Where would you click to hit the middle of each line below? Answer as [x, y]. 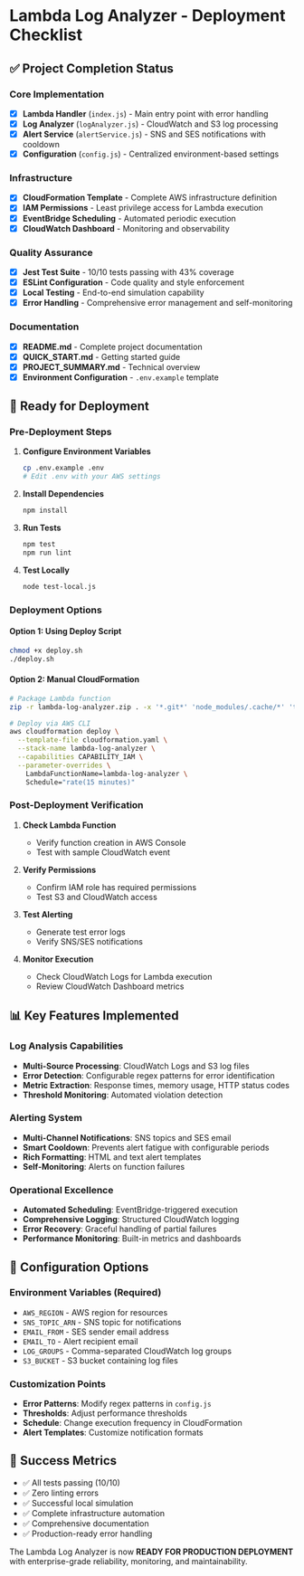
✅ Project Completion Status [92, 68]
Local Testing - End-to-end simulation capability [114, 293]
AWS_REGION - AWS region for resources [95, 1312]
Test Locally [46, 570]
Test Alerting [47, 914]
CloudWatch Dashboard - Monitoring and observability [126, 228]
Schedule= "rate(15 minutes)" [81, 782]
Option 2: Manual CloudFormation [75, 679]
